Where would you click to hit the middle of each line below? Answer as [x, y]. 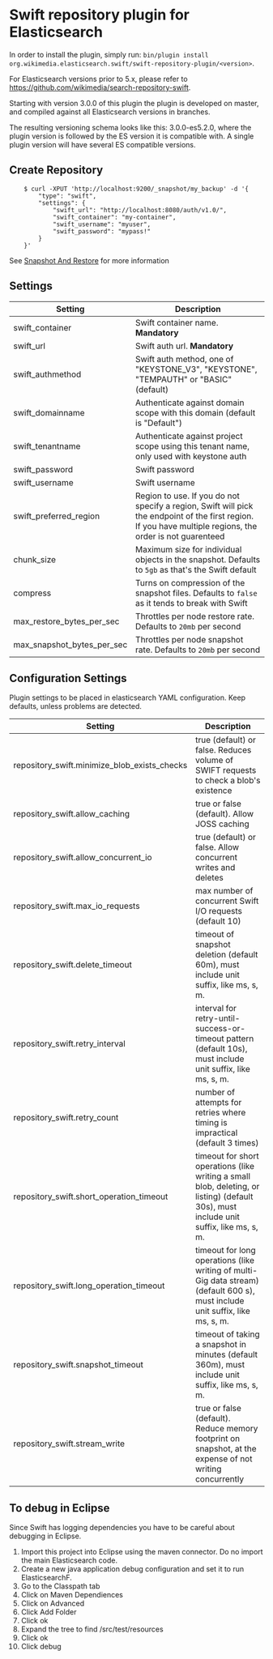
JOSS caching [222, 824]
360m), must [220, 1365]
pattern [240, 1038]
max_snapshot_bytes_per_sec [70, 644]
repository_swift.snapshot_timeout [79, 1365]
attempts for [218, 1102]
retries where [220, 1113]
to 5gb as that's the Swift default [196, 569]
